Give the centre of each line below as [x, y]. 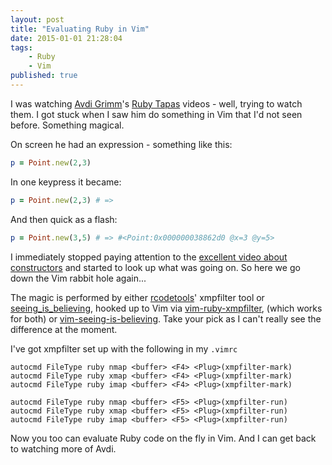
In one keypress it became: [66, 182]
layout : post [37, 19]
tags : [21, 47]
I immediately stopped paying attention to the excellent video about [149, 257]
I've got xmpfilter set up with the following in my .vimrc [124, 348]
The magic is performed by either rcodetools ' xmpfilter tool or [137, 297]
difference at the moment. [64, 329]
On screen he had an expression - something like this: [121, 144]
